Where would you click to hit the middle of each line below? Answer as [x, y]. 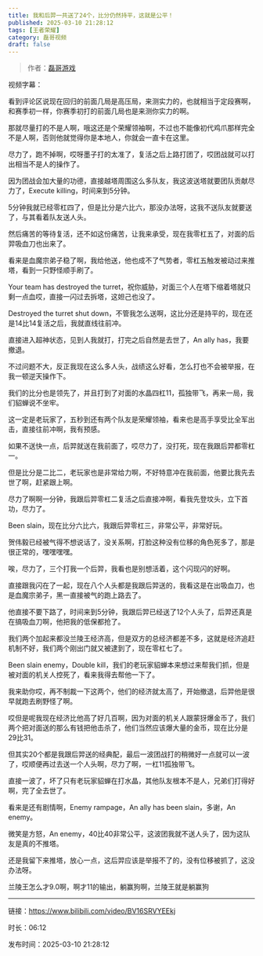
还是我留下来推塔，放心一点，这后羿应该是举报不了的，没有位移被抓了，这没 [131, 860]
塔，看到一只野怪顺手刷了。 [53, 270]
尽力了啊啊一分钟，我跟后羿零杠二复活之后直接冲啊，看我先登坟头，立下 [124, 499]
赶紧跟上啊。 [56, 482]
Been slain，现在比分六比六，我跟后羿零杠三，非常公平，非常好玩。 [117, 526]
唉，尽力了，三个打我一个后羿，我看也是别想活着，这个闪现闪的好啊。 [121, 569]
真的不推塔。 [42, 844]
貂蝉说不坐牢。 [39, 403]
